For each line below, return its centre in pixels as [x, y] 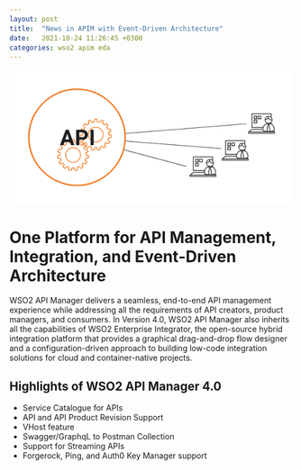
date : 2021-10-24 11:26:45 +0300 [76, 38]
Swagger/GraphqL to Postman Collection [98, 437]
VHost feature [48, 427]
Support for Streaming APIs [73, 447]
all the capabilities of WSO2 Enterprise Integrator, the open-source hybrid [146, 330]
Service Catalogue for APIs [73, 408]
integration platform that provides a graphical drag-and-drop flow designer [149, 339]
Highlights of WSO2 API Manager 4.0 [116, 386]
